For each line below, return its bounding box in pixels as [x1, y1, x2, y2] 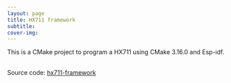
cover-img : [7, 29, 39, 36]
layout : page [7, 10, 45, 17]
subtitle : [7, 23, 36, 29]
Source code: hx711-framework [7, 69, 96, 77]
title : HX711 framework [7, 16, 76, 23]
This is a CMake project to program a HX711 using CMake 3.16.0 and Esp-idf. [7, 48, 225, 56]
